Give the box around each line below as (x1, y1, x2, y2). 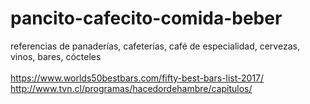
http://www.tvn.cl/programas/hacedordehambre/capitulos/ (10, 82, 253, 94)
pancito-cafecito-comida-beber (10, 7, 283, 30)
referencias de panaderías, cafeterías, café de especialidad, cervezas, (10, 40, 300, 52)
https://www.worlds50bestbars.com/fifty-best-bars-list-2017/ (10, 72, 265, 84)
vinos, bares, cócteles (10, 50, 102, 62)
